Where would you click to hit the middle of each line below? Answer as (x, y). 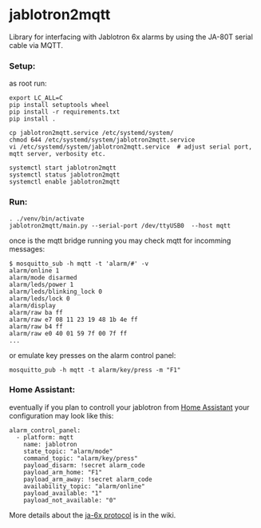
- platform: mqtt (45, 437)
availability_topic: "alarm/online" (85, 486)
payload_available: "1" (63, 493)
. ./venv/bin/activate (47, 218)
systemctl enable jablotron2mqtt (65, 182)
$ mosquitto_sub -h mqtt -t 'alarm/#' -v (79, 264)
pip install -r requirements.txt (65, 112)
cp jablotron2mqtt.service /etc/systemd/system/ (91, 133)
